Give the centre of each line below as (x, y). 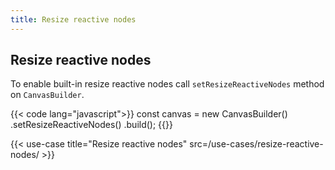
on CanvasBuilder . (47, 95)
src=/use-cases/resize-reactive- (256, 144)
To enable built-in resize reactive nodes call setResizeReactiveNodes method (167, 84)
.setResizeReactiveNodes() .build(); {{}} (91, 125)
